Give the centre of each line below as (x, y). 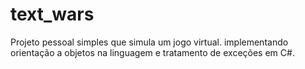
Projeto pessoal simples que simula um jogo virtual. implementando (149, 42)
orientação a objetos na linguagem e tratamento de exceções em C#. (152, 52)
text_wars (52, 14)
